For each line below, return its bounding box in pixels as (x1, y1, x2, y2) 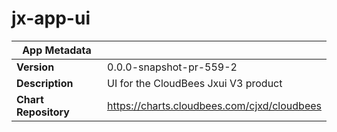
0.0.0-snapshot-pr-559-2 (107, 60, 238, 74)
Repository (16, 105, 70, 119)
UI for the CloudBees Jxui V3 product (107, 76, 283, 90)
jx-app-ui (11, 7, 91, 30)
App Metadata (22, 43, 92, 57)
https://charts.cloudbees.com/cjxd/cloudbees (107, 98, 322, 112)
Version (16, 60, 55, 74)
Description (16, 76, 74, 90)
